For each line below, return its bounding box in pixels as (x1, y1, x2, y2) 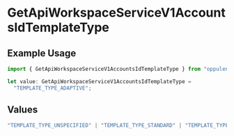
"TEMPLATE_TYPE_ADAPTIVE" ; (13, 85, 92, 92)
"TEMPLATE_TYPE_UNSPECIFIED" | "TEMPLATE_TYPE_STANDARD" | (7, 122, 182, 129)
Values (7, 104, 38, 116)
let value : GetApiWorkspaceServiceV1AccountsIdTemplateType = (7, 78, 192, 85)
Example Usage (7, 47, 77, 59)
